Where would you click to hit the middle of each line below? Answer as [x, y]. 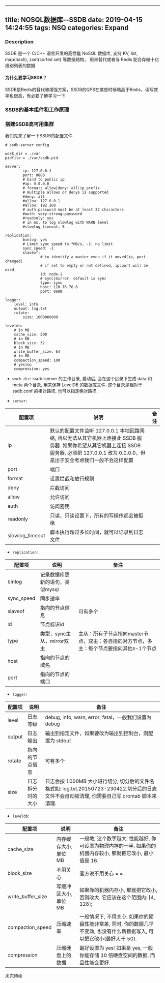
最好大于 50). [121, 939]
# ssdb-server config [27, 145]
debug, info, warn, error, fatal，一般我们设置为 [98, 717]
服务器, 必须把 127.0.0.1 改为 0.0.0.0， [95, 453]
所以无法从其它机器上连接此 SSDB [96, 438]
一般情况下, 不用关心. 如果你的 [114, 917]
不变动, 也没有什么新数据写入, [113, 931]
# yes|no [23, 365]
